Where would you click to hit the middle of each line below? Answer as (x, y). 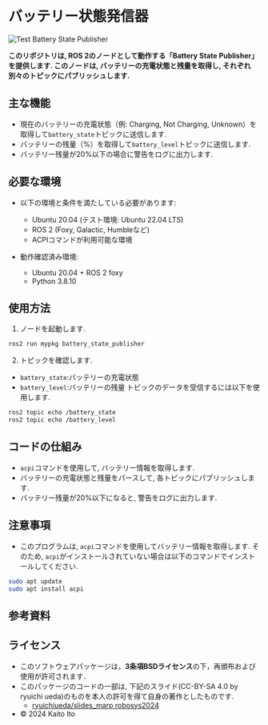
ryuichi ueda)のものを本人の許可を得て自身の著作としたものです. (127, 696)
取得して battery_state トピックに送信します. (93, 134)
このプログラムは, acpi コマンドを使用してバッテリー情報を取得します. (135, 546)
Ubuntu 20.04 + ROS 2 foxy (78, 272)
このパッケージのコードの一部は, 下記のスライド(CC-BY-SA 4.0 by (129, 686)
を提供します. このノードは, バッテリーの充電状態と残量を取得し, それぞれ (130, 66)
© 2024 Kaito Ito (48, 714)
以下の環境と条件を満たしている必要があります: (98, 202)
